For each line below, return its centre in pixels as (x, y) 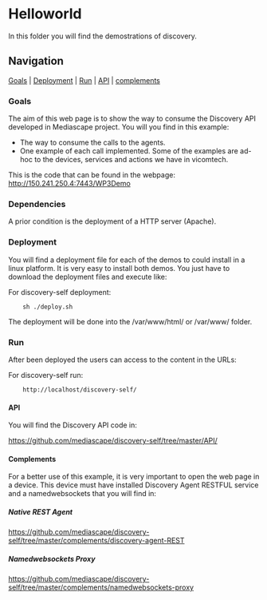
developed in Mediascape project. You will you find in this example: (119, 127)
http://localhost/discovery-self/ (80, 389)
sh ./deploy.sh (48, 307)
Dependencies (37, 204)
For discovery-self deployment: (60, 292)
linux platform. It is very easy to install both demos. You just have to (119, 268)
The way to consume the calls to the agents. (92, 143)
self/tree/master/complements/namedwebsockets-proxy (101, 587)
